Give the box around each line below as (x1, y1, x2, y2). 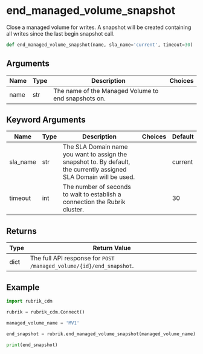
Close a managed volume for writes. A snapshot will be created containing (6, 24, 192, 31)
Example (6, 282, 40, 292)
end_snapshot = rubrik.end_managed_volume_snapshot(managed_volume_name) (6, 330, 196, 337)
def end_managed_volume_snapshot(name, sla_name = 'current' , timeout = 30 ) (6, 42, 193, 48)
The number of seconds (62, 182, 131, 191)
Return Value (92, 244, 131, 253)
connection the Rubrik (62, 198, 126, 206)
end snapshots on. (53, 94, 106, 103)
